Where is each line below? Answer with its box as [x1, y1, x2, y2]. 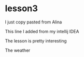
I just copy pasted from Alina [5, 19, 62, 25]
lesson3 [5, 3, 38, 14]
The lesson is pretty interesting [5, 38, 67, 44]
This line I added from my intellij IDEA [5, 28, 79, 34]
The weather [5, 47, 30, 53]
